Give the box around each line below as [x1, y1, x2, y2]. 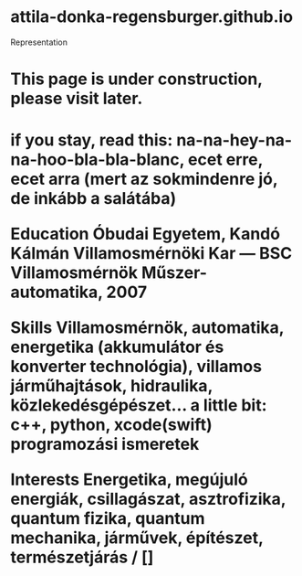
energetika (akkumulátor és [10, 336, 224, 357]
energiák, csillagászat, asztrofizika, [10, 489, 286, 509]
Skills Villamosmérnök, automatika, [10, 317, 285, 338]
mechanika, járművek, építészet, [10, 528, 264, 549]
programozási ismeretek [10, 434, 200, 454]
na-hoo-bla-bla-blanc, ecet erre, [10, 149, 264, 170]
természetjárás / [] [10, 547, 154, 568]
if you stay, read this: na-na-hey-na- [10, 130, 293, 151]
